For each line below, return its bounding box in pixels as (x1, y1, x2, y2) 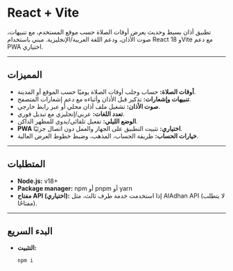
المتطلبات (7, 158, 46, 171)
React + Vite (7, 5, 80, 21)
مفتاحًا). (17, 199, 37, 207)
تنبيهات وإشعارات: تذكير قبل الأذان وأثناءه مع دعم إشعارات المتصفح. (17, 95, 191, 103)
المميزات (7, 69, 43, 81)
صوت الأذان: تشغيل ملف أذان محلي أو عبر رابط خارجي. (17, 102, 161, 110)
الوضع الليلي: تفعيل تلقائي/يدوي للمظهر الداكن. (17, 116, 139, 125)
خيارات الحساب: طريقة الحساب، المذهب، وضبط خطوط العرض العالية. (17, 132, 199, 140)
